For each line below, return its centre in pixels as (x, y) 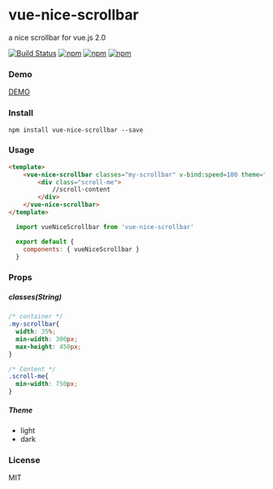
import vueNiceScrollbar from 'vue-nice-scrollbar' (105, 227)
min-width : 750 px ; (47, 384)
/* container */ (36, 317)
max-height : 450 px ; (49, 347)
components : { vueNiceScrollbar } (81, 249)
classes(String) (35, 296)
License (24, 460)
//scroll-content (81, 190)
